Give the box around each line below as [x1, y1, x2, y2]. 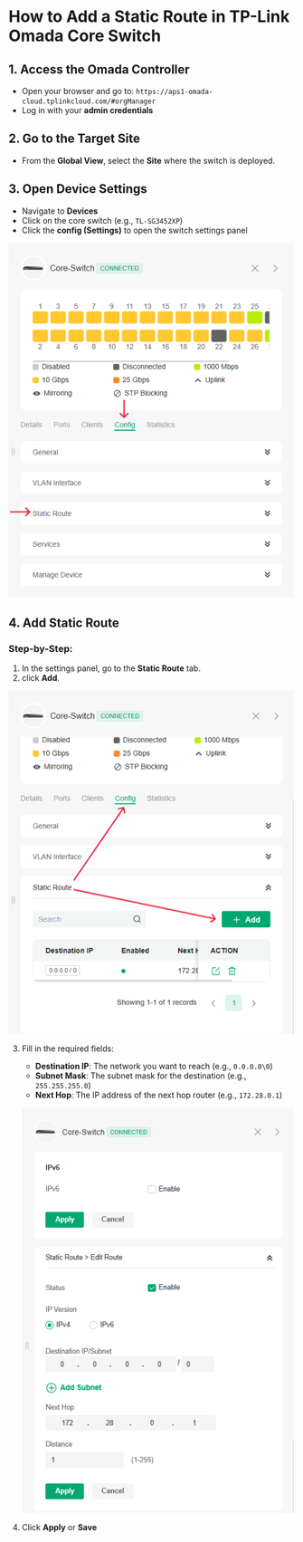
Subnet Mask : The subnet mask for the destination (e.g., [34, 1070, 247, 1081]
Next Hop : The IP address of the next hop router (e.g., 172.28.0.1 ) [34, 1089, 283, 1101]
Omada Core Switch [8, 25, 162, 46]
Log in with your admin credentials [21, 105, 154, 115]
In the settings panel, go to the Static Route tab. [21, 663, 201, 674]
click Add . [21, 673, 61, 684]
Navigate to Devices [21, 206, 99, 216]
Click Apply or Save [21, 1521, 97, 1532]
